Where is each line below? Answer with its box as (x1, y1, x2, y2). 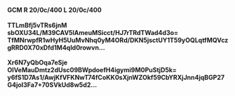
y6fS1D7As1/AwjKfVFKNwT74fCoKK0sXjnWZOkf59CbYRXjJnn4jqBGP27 (7, 74, 225, 82)
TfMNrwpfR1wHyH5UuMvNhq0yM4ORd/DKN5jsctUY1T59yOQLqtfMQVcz (7, 36, 229, 45)
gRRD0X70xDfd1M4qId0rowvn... (7, 43, 105, 52)
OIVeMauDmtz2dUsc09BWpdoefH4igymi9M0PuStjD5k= (7, 66, 177, 74)
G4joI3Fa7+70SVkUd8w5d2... (7, 81, 98, 89)
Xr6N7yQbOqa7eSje (7, 58, 68, 67)
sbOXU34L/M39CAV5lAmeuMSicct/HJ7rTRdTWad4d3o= (7, 29, 179, 37)
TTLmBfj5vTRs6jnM (7, 21, 67, 29)
